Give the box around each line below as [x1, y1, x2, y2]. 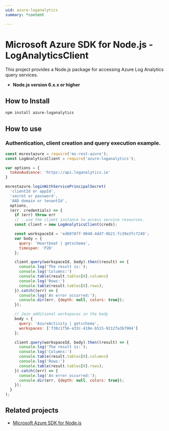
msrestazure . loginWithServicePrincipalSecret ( [5, 184, 106, 189]
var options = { [5, 165, 40, 170]
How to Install [5, 97, 50, 105]
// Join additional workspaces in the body [14, 311, 109, 317]
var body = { [14, 236, 42, 241]
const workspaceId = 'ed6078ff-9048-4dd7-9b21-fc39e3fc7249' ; [14, 231, 150, 237]
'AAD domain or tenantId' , [10, 198, 67, 203]
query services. [5, 72, 38, 78]
